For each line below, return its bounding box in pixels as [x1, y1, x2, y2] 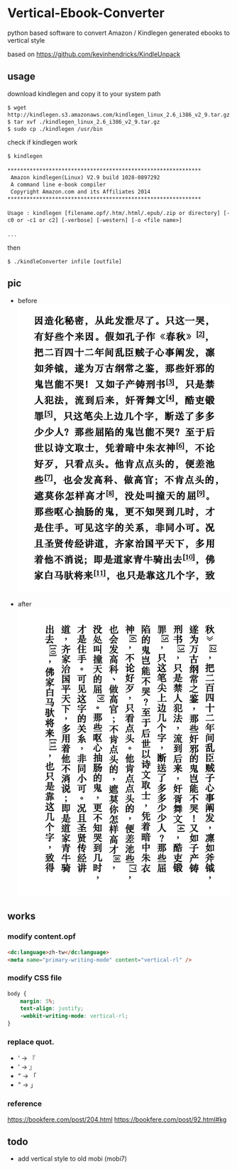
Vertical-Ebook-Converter [7, 5, 165, 21]
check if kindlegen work [7, 137, 78, 147]
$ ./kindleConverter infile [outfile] [7, 258, 122, 265]
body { [7, 990, 27, 997]
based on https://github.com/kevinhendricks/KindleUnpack [7, 50, 181, 58]
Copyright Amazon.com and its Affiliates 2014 [10, 188, 151, 195]
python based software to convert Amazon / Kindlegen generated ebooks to [7, 28, 231, 37]
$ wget [7, 104, 27, 111]
